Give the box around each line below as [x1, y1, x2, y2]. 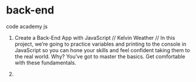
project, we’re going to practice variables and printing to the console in [14, 40, 187, 47]
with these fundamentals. [14, 59, 77, 66]
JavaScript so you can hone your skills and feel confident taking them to [14, 46, 190, 53]
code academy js [6, 23, 48, 30]
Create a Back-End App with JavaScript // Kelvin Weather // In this [14, 34, 175, 41]
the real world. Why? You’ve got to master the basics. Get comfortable [14, 53, 185, 60]
